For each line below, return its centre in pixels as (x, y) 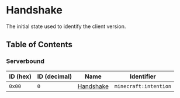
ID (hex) (20, 76)
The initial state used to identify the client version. (66, 26)
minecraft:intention (143, 86)
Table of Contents (39, 45)
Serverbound (25, 61)
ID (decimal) (54, 76)
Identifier (143, 76)
